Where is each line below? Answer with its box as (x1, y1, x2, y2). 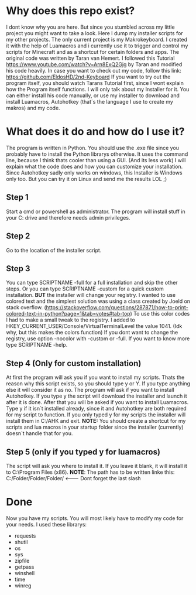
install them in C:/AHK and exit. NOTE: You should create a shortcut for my (6, 418, 186, 425)
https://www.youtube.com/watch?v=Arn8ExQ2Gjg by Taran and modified (6, 60, 183, 68)
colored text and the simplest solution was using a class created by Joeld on (6, 297, 191, 305)
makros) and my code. (6, 104, 60, 111)
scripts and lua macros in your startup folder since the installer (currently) (6, 423, 184, 431)
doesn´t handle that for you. (6, 430, 73, 437)
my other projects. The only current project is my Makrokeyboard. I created (6, 36, 188, 43)
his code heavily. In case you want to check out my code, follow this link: (6, 67, 181, 74)
